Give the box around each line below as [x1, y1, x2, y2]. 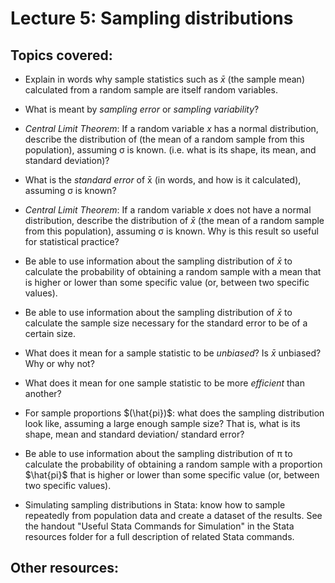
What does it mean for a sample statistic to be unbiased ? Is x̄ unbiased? [24, 347, 322, 359]
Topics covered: [10, 47, 113, 64]
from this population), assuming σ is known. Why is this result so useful [24, 225, 319, 237]
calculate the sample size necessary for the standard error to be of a [24, 317, 308, 329]
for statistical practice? [24, 236, 120, 247]
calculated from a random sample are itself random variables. [24, 84, 278, 96]
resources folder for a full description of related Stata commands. [24, 531, 295, 542]
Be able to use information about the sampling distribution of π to [24, 448, 293, 459]
